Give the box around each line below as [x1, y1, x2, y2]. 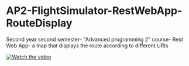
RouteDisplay [6, 16, 73, 30]
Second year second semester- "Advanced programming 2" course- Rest [6, 36, 183, 43]
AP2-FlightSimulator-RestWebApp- [6, 4, 183, 18]
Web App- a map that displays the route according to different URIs [6, 42, 169, 49]
